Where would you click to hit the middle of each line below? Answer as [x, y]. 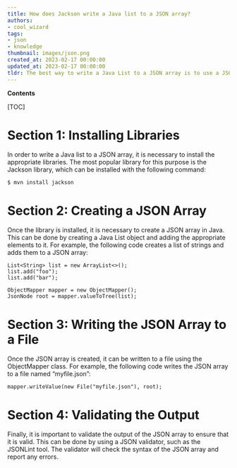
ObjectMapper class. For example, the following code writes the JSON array [118, 366]
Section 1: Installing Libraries [93, 135]
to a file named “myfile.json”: [49, 374]
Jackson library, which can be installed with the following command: [107, 169]
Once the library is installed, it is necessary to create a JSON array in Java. [116, 230]
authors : [20, 20]
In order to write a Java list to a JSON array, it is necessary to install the [111, 155]
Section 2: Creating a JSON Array [107, 211]
